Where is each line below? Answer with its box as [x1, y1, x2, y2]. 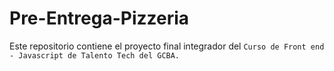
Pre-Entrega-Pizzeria [9, 7, 190, 30]
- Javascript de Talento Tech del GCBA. [9, 50, 181, 61]
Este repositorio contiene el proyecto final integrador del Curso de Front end [9, 40, 325, 52]
